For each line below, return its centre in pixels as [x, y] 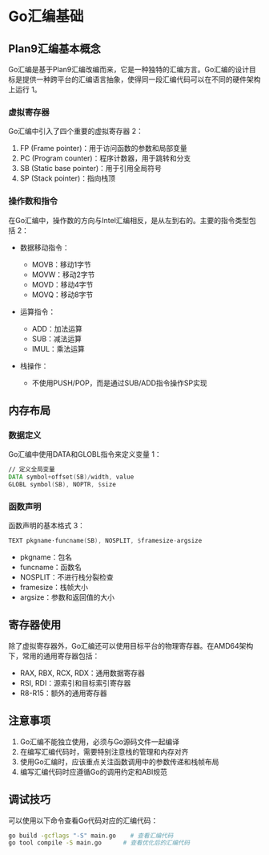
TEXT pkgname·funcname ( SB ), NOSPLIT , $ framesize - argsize [105, 541]
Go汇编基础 [46, 16]
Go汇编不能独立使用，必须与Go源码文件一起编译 [100, 741]
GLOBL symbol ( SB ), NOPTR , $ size [62, 485]
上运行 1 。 [25, 90]
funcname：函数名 [51, 568]
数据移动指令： [44, 247]
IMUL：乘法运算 [58, 348]
